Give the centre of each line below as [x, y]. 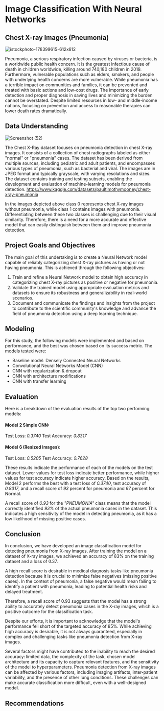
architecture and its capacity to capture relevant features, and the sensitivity [82, 662]
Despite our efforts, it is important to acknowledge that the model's [73, 621]
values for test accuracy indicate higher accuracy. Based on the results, [77, 478]
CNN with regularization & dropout [47, 371]
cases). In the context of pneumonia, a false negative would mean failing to [81, 581]
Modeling [20, 329]
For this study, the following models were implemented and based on [75, 341]
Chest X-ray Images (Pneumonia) [57, 37]
